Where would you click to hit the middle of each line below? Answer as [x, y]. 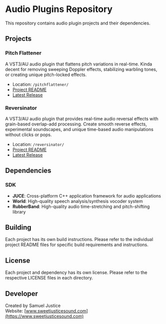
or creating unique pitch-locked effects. [46, 74]
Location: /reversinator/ [38, 144]
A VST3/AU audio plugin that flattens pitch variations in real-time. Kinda [79, 64]
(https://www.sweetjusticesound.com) [44, 316]
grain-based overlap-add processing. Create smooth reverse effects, [76, 124]
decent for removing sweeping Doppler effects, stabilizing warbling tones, [81, 69]
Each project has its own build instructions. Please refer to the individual [79, 239]
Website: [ [16, 311]
